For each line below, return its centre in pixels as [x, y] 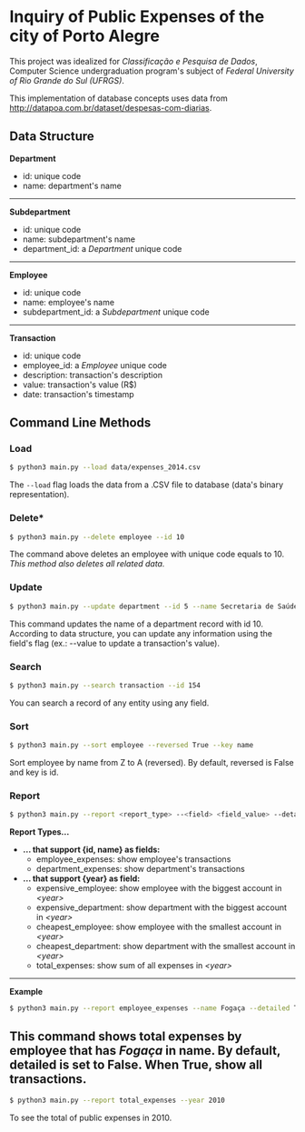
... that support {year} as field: [81, 878]
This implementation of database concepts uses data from [119, 98]
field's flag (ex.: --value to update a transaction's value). [115, 643]
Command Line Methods [80, 423]
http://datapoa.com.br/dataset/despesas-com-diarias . [111, 107]
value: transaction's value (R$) [80, 385]
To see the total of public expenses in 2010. [91, 1117]
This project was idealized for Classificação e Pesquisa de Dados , [134, 61]
